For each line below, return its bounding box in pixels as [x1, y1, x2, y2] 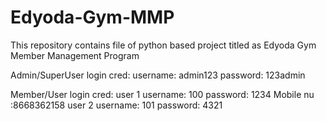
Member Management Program [10, 49, 140, 61]
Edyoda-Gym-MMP [10, 6, 175, 29]
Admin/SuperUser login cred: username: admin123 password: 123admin [10, 69, 306, 81]
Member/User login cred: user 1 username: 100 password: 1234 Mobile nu [10, 88, 315, 100]
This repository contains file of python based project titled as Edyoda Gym [10, 39, 317, 51]
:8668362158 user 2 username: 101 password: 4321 [10, 99, 223, 111]
